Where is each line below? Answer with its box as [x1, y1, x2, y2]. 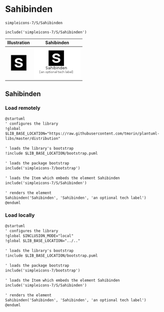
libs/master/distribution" [5, 136, 61, 141]
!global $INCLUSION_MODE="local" [5, 233, 74, 238]
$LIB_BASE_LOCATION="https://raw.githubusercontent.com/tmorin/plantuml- [5, 131, 160, 136]
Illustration [7, 40, 31, 45]
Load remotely [5, 104, 41, 111]
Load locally [5, 212, 35, 219]
